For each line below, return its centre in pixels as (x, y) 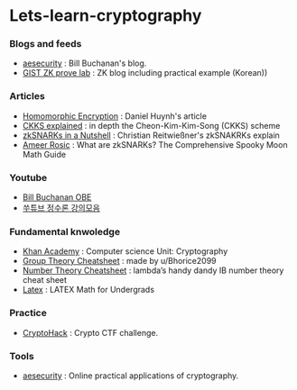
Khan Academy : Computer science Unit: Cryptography (125, 251)
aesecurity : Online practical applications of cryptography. (130, 376)
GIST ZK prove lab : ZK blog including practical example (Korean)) (145, 73)
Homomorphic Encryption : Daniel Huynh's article (115, 116)
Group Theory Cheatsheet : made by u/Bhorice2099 (119, 261)
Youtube (28, 177)
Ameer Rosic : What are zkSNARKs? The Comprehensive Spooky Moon (155, 144)
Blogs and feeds (46, 44)
